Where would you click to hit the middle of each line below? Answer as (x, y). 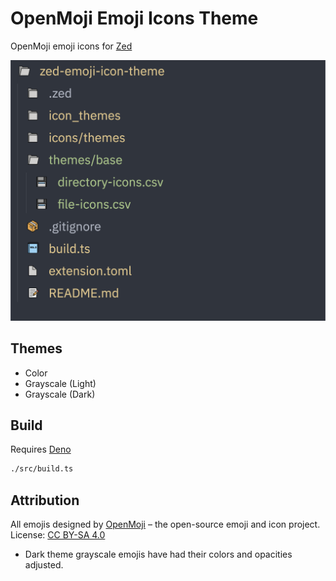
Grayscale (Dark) (60, 394)
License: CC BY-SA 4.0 (58, 535)
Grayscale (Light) (60, 383)
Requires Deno (41, 449)
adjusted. (44, 565)
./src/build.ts (42, 469)
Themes (36, 348)
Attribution (45, 500)
